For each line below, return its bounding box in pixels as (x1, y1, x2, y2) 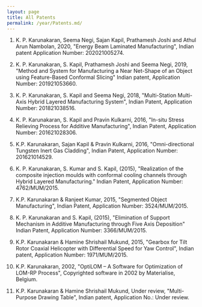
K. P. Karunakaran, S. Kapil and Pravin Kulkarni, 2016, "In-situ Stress (15, 116, 185, 123)
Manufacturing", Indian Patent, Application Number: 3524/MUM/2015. (15, 202, 189, 209)
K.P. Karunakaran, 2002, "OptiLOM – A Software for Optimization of (15, 263, 183, 270)
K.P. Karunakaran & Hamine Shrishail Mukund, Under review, (15, 287, 166, 295)
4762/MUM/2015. (15, 184, 60, 191)
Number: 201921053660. (15, 80, 78, 87)
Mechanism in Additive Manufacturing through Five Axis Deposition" (15, 220, 185, 228)
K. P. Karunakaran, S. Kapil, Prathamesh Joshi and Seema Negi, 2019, (15, 61, 188, 68)
